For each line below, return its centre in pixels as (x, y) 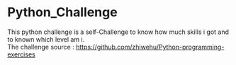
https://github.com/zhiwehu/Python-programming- (150, 47)
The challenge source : (41, 47)
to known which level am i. (46, 39)
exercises (21, 54)
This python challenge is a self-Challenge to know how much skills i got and (118, 32)
